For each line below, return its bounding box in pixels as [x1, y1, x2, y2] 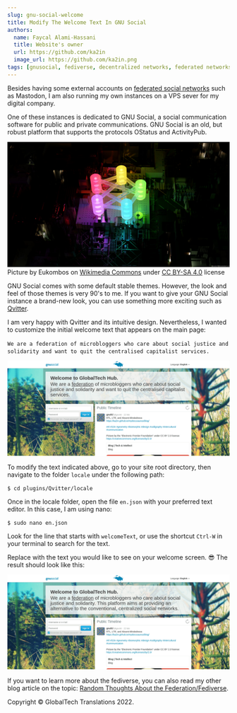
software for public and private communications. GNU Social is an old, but [7, 120, 223, 129]
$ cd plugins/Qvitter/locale [7, 485, 93, 492]
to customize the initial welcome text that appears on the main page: [7, 325, 206, 334]
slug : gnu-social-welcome [7, 11, 83, 18]
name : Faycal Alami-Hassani [13, 34, 97, 41]
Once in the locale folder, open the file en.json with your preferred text [7, 497, 213, 506]
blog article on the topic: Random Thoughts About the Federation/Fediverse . [7, 684, 229, 692]
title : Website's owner [13, 41, 83, 49]
